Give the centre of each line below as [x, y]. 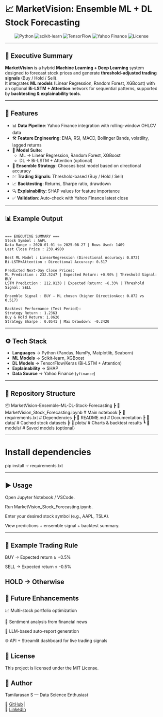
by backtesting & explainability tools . [43, 93]
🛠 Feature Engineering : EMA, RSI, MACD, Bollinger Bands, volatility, [81, 138]
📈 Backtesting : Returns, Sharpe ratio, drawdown [61, 184]
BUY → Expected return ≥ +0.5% [38, 557]
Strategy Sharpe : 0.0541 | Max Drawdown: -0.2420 [57, 322]
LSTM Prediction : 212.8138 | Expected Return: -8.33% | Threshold [75, 283]
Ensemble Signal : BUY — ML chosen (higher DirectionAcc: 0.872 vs [75, 296]
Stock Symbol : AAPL [26, 241]
